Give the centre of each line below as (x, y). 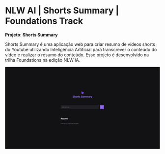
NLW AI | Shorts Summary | (62, 11)
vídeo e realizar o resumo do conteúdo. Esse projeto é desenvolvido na (77, 55)
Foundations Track (44, 21)
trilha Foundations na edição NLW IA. (43, 60)
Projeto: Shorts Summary (31, 35)
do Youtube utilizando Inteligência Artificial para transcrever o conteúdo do (81, 49)
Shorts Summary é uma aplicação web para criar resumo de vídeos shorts (80, 44)
